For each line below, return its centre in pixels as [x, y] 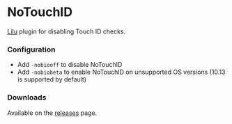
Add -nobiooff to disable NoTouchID [70, 65]
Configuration [31, 49]
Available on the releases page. [52, 113]
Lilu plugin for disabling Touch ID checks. [67, 31]
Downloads [27, 98]
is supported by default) [52, 79]
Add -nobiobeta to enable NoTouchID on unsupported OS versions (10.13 [121, 72]
